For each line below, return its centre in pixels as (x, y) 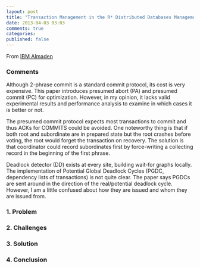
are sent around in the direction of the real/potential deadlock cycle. (89, 184)
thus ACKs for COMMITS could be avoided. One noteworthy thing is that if (97, 128)
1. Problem (22, 212)
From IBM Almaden (30, 56)
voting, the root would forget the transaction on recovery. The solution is (95, 141)
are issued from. (26, 197)
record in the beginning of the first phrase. (58, 153)
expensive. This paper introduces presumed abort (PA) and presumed (92, 91)
